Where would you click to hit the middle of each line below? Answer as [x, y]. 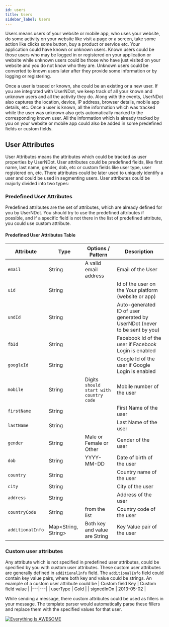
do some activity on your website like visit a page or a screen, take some [80, 39]
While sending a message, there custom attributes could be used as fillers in [84, 598]
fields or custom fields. [29, 129]
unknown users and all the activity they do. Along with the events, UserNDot [84, 97]
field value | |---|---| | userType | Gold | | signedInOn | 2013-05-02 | [75, 589]
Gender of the [133, 440]
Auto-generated [136, 304]
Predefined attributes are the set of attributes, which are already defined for [84, 207]
